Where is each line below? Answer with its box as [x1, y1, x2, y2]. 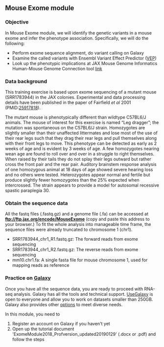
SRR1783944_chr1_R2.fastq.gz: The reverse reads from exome [12, 247, 139, 252]
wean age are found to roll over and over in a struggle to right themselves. [5, 151, 155, 157]
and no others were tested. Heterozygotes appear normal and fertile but [5, 172, 150, 178]
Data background [5, 78, 47, 85]
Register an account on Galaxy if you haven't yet [12, 320, 110, 326]
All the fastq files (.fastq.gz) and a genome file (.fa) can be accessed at [5, 211, 148, 217]
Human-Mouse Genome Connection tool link [12, 65, 102, 71]
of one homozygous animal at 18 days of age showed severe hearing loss [5, 166, 153, 172]
